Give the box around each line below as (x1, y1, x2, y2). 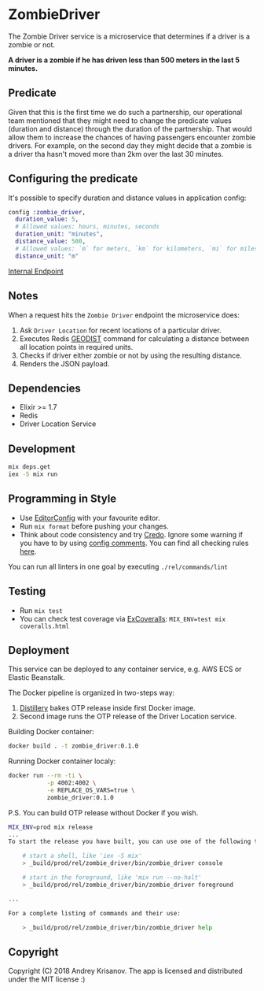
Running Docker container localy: (8, 756, 116, 766)
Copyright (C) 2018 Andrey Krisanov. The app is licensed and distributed (8, 967, 244, 976)
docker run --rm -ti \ (8, 772, 82, 780)
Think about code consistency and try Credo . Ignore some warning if (19, 529, 244, 539)
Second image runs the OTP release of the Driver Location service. (19, 711, 237, 722)
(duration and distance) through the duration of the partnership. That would (8, 124, 253, 133)
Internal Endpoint (8, 266, 64, 276)
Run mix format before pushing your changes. (19, 521, 169, 531)
